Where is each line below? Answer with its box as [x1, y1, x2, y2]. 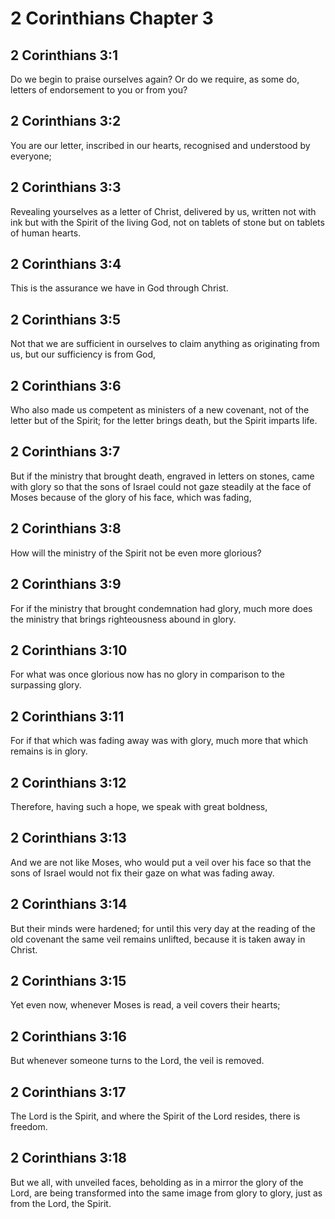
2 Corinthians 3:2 [10, 113, 122, 130]
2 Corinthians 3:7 [10, 443, 121, 461]
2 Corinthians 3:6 [10, 377, 122, 394]
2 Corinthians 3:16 [10, 1028, 127, 1045]
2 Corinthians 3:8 [10, 520, 122, 537]
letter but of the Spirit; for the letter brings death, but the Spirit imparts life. [10, 415, 318, 427]
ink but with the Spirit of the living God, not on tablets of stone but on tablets [10, 216, 325, 228]
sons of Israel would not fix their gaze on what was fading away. [10, 867, 275, 879]
